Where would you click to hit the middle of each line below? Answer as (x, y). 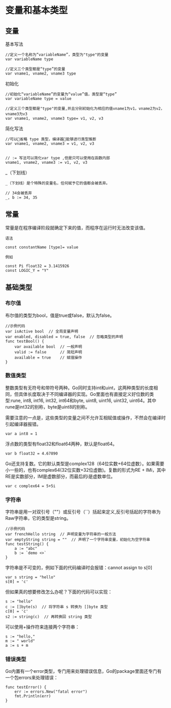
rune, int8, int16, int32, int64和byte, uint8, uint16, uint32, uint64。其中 (84, 400)
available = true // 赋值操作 (48, 358)
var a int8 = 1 (21, 434)
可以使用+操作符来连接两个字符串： (42, 627)
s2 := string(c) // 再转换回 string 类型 (49, 617)
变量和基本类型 (37, 10)
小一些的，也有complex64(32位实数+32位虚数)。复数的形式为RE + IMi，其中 (85, 470)
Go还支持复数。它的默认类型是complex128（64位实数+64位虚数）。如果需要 (85, 463)
